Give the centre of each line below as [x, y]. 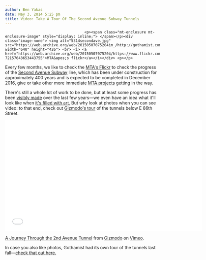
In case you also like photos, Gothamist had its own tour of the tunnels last [80, 248]
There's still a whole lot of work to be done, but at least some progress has [81, 93]
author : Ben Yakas [24, 10]
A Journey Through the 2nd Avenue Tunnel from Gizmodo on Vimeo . [74, 238]
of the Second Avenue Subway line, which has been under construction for [81, 72]
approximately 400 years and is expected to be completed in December [78, 78]
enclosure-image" [23, 37]
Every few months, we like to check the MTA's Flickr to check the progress [81, 67]
